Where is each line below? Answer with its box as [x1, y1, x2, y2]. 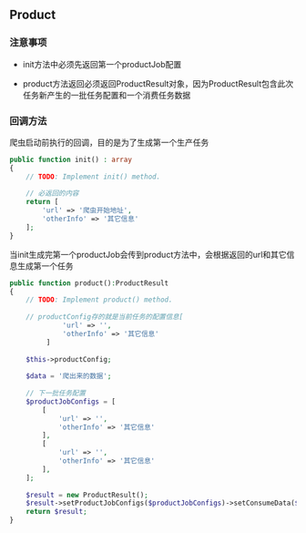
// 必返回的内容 [25, 189, 79, 199]
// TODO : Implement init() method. [25, 172, 161, 181]
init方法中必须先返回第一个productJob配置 [22, 58, 182, 69]
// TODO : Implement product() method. [25, 295, 173, 304]
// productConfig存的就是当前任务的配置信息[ [25, 313, 184, 322]
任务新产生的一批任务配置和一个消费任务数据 [22, 89, 191, 100]
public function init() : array [9, 155, 132, 164]
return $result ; [25, 507, 88, 517]
